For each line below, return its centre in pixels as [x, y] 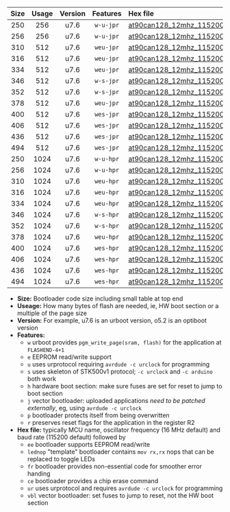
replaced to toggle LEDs [61, 459]
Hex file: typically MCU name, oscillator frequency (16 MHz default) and [119, 430]
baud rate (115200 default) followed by [71, 437]
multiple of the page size [52, 313]
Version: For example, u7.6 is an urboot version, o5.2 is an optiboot [112, 321]
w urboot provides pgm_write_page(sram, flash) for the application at [124, 342]
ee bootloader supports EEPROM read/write [89, 444]
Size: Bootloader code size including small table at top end [100, 299]
